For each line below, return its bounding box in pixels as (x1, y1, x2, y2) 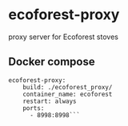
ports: (22, 104, 45, 112)
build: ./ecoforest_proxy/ (22, 83, 113, 91)
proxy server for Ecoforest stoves (8, 32, 118, 41)
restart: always (22, 97, 78, 105)
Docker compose (8, 55, 95, 69)
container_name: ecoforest (22, 90, 113, 98)
